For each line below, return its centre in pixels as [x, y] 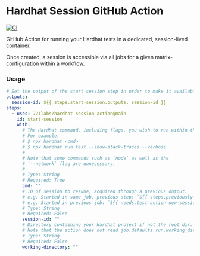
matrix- [164, 57]
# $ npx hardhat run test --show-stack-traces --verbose [94, 147]
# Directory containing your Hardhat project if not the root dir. [107, 225]
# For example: [41, 136]
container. [18, 45]
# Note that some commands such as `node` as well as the [95, 158]
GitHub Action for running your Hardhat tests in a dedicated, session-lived [97, 39]
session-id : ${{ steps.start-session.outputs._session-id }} [89, 102]
